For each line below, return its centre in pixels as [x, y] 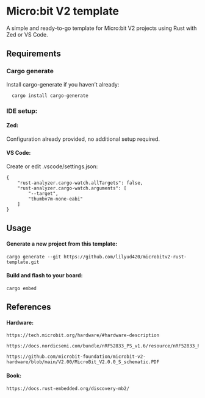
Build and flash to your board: [45, 275]
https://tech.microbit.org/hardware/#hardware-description [83, 336]
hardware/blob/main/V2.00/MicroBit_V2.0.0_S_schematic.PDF [83, 362]
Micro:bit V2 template [63, 11]
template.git [23, 262]
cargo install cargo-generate [50, 96]
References [29, 307]
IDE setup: [22, 111]
